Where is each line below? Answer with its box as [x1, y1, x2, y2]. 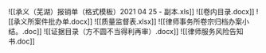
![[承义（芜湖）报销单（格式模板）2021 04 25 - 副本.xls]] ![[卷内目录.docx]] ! [8, 7, 259, 16]
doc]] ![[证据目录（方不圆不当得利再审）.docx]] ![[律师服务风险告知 [24, 27, 244, 36]
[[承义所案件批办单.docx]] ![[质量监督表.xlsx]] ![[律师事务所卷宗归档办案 [8, 17, 243, 26]
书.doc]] [8, 36, 36, 46]
